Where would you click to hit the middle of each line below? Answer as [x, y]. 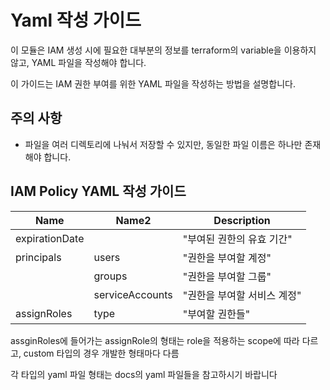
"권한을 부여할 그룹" [227, 276]
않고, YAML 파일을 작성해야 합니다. [78, 62]
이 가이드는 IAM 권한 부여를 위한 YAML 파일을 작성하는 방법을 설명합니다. [153, 83]
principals [38, 257]
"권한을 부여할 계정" [227, 258]
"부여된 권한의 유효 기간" [237, 239]
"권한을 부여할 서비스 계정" [242, 295]
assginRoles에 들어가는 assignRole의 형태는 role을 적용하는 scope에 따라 [155, 340]
